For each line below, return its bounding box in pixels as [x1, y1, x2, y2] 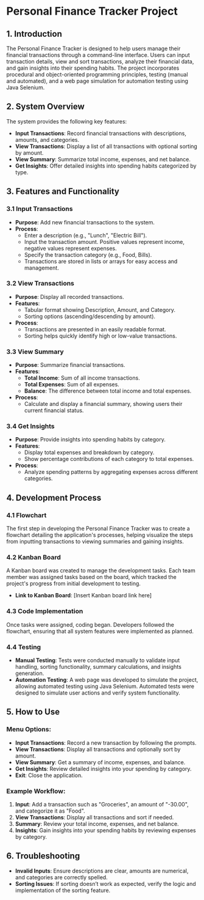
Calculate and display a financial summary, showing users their [24, 400, 183, 408]
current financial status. [24, 407, 84, 414]
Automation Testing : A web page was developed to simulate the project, [15, 676, 199, 683]
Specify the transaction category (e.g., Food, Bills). [24, 251, 152, 258]
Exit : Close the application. [15, 772, 83, 779]
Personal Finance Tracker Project [6, 4, 178, 18]
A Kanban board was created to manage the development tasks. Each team [6, 567, 196, 574]
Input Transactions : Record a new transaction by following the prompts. [15, 739, 197, 747]
